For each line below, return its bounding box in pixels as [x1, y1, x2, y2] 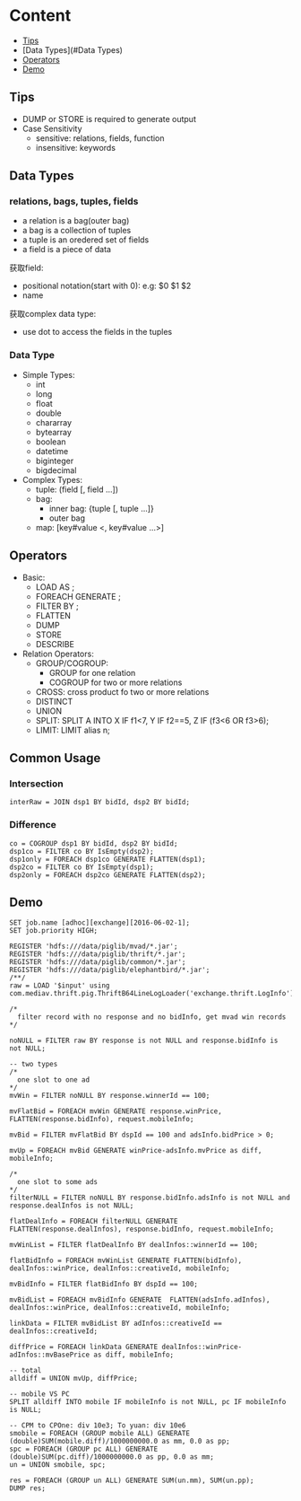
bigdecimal [35, 464, 77, 476]
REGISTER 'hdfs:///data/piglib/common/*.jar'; [9, 958, 186, 967]
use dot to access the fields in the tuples [21, 327, 173, 338]
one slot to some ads [17, 1178, 99, 1187]
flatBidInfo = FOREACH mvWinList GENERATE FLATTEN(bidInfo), [9, 1256, 243, 1266]
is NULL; [9, 1406, 42, 1415]
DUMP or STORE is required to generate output [21, 113, 197, 124]
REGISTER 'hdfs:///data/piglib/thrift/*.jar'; [9, 950, 186, 959]
